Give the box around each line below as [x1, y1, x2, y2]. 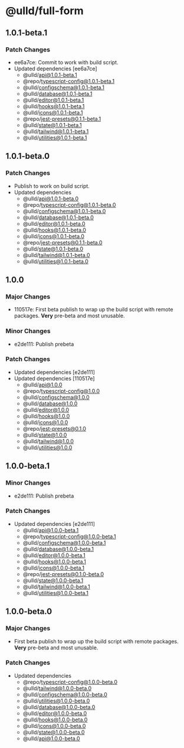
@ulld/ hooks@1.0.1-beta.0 [22, 226, 87, 233]
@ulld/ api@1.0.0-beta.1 [22, 526, 79, 534]
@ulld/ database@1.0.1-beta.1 [22, 90, 93, 97]
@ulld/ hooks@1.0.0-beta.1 [22, 558, 87, 565]
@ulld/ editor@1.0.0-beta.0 [22, 710, 87, 717]
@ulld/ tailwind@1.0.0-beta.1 [22, 583, 90, 590]
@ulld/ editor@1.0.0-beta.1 [22, 551, 86, 559]
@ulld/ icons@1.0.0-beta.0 [22, 722, 86, 729]
